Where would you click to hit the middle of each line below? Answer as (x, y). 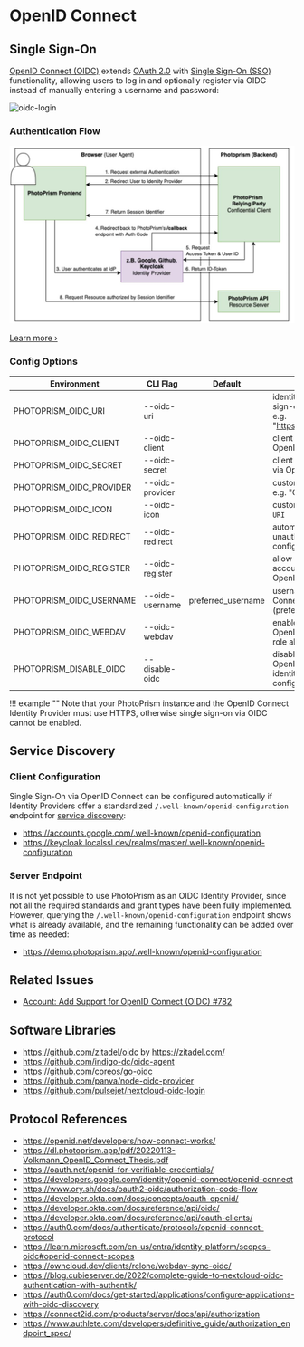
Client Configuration (55, 777)
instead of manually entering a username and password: (114, 90)
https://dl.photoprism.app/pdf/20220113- (99, 1151)
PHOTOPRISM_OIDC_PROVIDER (72, 487)
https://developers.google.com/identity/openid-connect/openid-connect (158, 1180)
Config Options (44, 361)
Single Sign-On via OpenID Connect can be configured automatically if (141, 797)
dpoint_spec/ (47, 1333)
